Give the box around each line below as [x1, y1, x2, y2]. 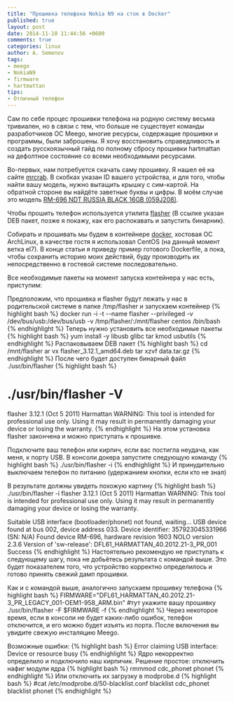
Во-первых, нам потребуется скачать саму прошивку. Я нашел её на [7, 166, 215, 174]
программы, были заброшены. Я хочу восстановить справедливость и [7, 137, 220, 145]
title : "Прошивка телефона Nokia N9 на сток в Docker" [7, 10, 171, 18]
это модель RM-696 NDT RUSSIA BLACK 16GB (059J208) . [7, 195, 179, 204]
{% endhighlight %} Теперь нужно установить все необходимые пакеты [7, 325, 223, 332]
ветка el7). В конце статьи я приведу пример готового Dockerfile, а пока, [7, 245, 226, 253]
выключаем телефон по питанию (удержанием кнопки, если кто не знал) [7, 468, 227, 476]
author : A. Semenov [7, 50, 64, 57]
